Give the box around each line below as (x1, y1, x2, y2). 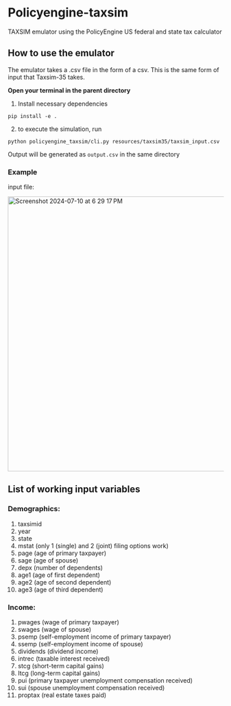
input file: (8, 183, 35, 191)
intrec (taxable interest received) (17, 655, 110, 663)
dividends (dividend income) (17, 647, 99, 656)
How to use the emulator (8, 47, 115, 59)
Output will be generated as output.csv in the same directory (8, 150, 180, 158)
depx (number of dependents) (17, 563, 104, 572)
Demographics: (8, 504, 60, 514)
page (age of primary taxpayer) (17, 549, 107, 557)
